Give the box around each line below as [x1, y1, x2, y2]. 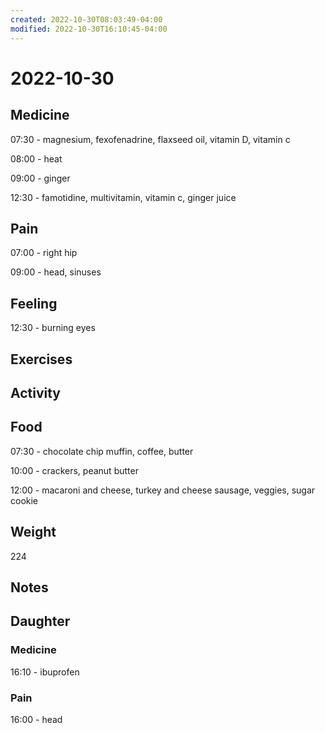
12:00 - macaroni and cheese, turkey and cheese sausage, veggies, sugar [10, 484, 316, 496]
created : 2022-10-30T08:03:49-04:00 [10, 14, 163, 25]
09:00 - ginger [10, 172, 71, 184]
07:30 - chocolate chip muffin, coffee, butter [10, 445, 194, 457]
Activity [10, 384, 62, 401]
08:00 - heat [10, 152, 63, 165]
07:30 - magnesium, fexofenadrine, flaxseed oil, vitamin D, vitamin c [10, 133, 291, 145]
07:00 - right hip [10, 247, 78, 259]
